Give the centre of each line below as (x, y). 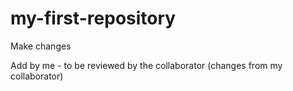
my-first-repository (93, 18)
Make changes (41, 46)
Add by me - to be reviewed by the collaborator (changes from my (146, 65)
